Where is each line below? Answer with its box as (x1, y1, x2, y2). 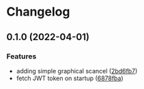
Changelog (6, 4, 70, 20)
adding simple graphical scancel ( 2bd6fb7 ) (16, 67, 138, 75)
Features (6, 52, 37, 61)
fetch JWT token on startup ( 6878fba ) (16, 74, 124, 82)
